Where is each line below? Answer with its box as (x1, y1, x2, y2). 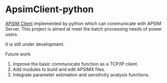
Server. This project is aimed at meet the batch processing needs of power (5, 25, 162, 32)
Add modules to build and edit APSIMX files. (12, 66, 106, 72)
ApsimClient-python (5, 4, 94, 15)
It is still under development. (5, 41, 65, 47)
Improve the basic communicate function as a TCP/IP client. (12, 61, 138, 67)
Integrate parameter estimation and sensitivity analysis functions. (12, 71, 150, 77)
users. (5, 31, 19, 37)
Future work (5, 51, 31, 57)
